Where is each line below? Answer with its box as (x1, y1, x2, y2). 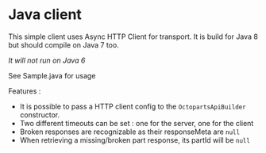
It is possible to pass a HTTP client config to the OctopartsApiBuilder (19, 101, 246, 111)
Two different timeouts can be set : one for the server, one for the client (19, 118, 254, 128)
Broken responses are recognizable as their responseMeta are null (19, 127, 241, 136)
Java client (8, 6, 82, 24)
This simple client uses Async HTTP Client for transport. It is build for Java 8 (8, 32, 258, 41)
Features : (8, 86, 41, 96)
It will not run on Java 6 (8, 55, 86, 65)
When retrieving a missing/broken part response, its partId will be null (19, 135, 250, 144)
